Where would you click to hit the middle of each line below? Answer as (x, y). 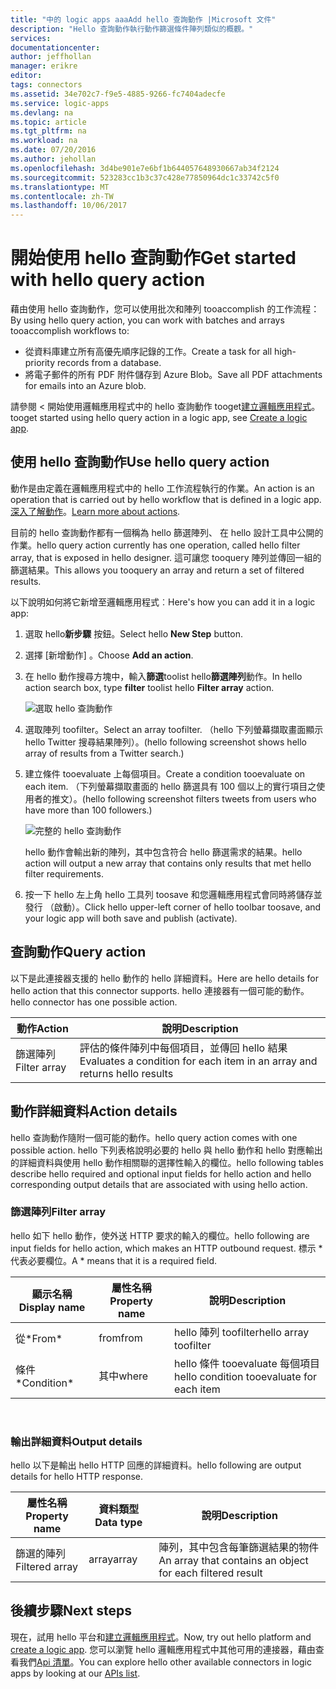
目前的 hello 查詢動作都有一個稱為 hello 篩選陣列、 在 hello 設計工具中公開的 (167, 532)
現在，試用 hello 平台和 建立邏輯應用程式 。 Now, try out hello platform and (161, 1637)
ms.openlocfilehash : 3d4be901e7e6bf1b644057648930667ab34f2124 (145, 168)
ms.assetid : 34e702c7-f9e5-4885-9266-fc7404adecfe (118, 94)
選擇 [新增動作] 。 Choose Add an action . (109, 655)
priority (40, 363)
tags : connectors (46, 85)
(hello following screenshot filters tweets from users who (199, 798)
